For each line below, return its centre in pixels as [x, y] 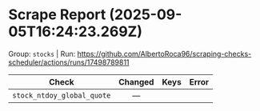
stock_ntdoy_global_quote [62, 95]
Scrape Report [57, 15]
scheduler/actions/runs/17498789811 [69, 62]
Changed [136, 81]
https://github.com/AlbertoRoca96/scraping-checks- [164, 54]
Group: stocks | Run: [42, 54]
